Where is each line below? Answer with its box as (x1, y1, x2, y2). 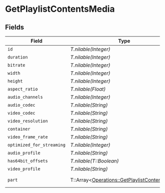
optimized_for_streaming (7, 142, 66, 148)
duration (7, 55, 28, 60)
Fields (5, 23, 25, 31)
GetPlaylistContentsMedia (5, 3, 115, 15)
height (7, 79, 23, 84)
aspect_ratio (7, 86, 38, 92)
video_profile (7, 166, 41, 171)
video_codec (7, 110, 36, 116)
